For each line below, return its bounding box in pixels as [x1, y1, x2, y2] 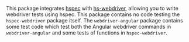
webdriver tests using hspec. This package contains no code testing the [6, 11, 180, 18]
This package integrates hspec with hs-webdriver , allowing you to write [6, 5, 178, 12]
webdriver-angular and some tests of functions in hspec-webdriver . [6, 29, 168, 36]
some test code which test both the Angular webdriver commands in [6, 23, 171, 30]
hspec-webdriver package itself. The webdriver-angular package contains [6, 17, 183, 24]
